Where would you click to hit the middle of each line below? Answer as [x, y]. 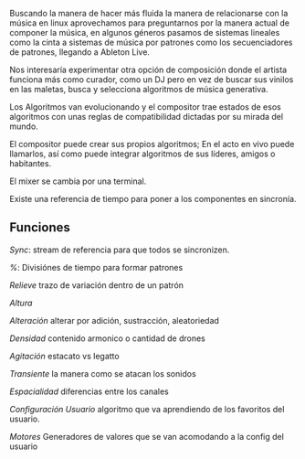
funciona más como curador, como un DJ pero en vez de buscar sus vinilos [152, 80]
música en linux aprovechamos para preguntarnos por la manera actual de [150, 23]
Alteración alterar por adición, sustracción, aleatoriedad [114, 320]
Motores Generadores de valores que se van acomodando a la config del [147, 436]
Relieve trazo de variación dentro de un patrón [97, 285]
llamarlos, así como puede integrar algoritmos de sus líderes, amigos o [142, 154]
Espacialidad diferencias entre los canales [89, 391]
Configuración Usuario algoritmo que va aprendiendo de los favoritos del [147, 409]
